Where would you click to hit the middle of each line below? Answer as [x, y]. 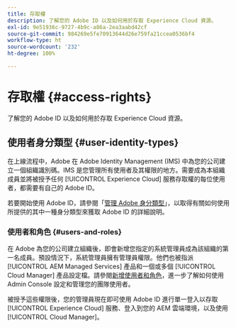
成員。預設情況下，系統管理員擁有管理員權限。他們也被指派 [106, 257]
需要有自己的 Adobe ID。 [62, 187]
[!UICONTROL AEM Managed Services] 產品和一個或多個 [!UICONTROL [112, 266]
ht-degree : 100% [31, 54]
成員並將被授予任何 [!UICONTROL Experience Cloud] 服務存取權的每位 [110, 179]
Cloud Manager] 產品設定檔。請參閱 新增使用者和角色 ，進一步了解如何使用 [116, 275]
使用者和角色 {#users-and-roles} [64, 231]
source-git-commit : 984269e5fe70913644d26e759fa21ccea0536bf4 [101, 34]
